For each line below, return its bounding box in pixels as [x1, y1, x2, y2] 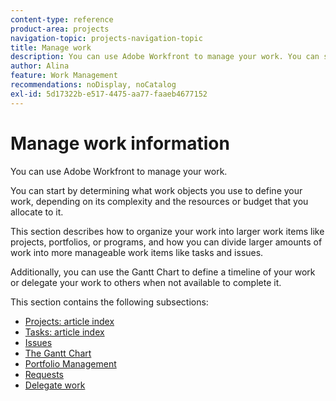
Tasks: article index [24, 326, 105, 338]
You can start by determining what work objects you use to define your [10, 184, 303, 196]
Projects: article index [24, 315, 115, 327]
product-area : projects [10, 24, 110, 34]
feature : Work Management [10, 71, 118, 81]
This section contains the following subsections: [10, 296, 209, 308]
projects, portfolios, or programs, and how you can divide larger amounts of [10, 236, 323, 248]
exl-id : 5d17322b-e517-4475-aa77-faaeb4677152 [10, 89, 208, 99]
